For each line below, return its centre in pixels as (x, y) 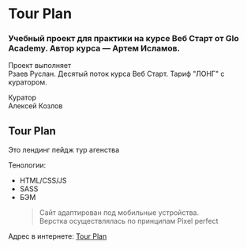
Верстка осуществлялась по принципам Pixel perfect (129, 221)
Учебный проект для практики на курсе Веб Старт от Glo (123, 39)
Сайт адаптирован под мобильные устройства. (119, 213)
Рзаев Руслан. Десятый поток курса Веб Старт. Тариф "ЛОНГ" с (116, 74)
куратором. (28, 82)
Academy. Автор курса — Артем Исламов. (94, 48)
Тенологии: (27, 165)
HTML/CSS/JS (43, 181)
